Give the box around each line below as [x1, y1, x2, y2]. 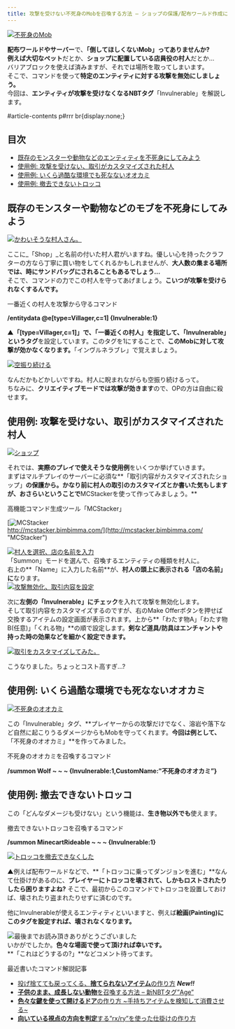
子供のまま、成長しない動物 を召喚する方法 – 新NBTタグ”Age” [17, 988, 194, 996]
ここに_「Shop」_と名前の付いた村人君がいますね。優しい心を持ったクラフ [7, 250, 224, 259]
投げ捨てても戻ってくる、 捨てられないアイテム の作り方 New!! [17, 979, 195, 987]
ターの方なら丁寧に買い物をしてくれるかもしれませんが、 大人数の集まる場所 [7, 259, 227, 267]
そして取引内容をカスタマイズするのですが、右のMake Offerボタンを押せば [7, 606, 223, 615]
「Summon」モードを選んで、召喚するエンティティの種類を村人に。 [7, 557, 204, 565]
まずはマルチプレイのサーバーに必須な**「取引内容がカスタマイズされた [7, 472, 215, 481]
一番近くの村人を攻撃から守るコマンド [7, 300, 117, 308]
